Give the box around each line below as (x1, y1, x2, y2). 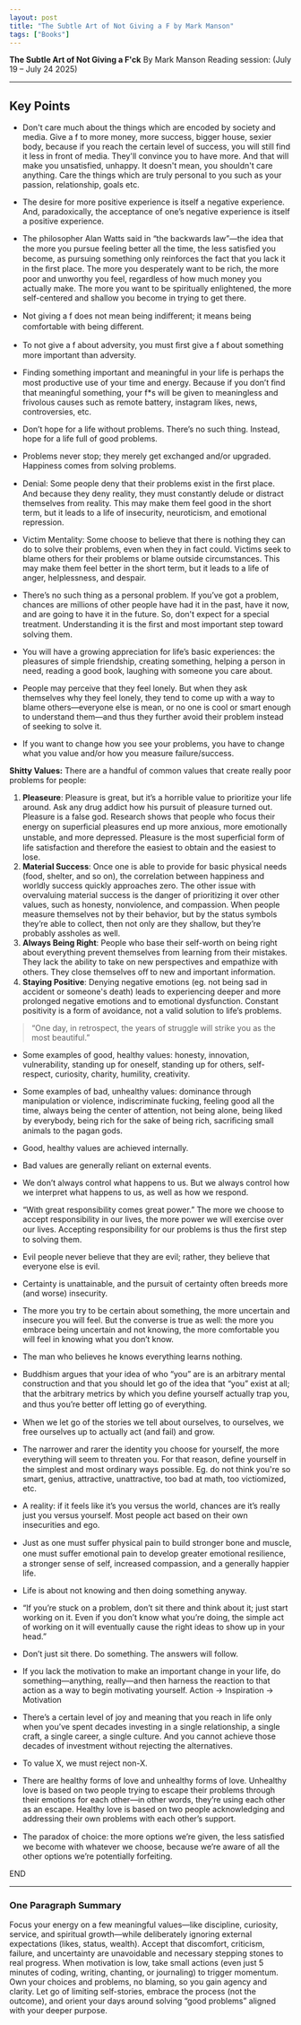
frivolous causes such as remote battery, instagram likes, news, (21, 397, 258, 408)
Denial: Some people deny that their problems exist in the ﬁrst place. (21, 478, 276, 489)
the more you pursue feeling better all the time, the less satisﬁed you (21, 243, 276, 254)
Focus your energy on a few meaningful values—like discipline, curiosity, (9, 1919, 279, 1930)
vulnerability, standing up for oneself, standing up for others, (21, 1060, 246, 1070)
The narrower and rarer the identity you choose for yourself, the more (21, 1444, 279, 1454)
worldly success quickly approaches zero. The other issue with (21, 880, 256, 891)
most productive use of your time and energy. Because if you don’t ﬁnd (21, 378, 286, 388)
